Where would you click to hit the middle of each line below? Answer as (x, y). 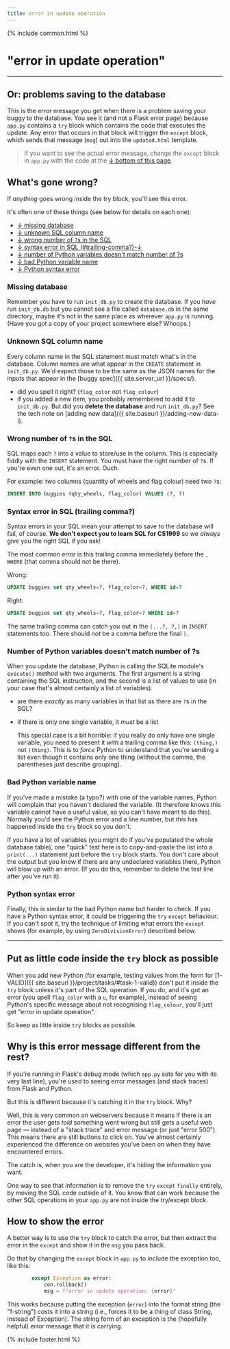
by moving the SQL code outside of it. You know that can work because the (114, 1193)
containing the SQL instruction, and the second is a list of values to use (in (112, 681)
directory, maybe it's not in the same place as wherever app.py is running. (111, 316)
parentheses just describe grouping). (69, 764)
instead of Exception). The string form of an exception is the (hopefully (107, 1319)
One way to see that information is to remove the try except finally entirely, (115, 1185)
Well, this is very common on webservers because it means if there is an (109, 1115)
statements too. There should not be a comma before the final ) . (98, 633)
